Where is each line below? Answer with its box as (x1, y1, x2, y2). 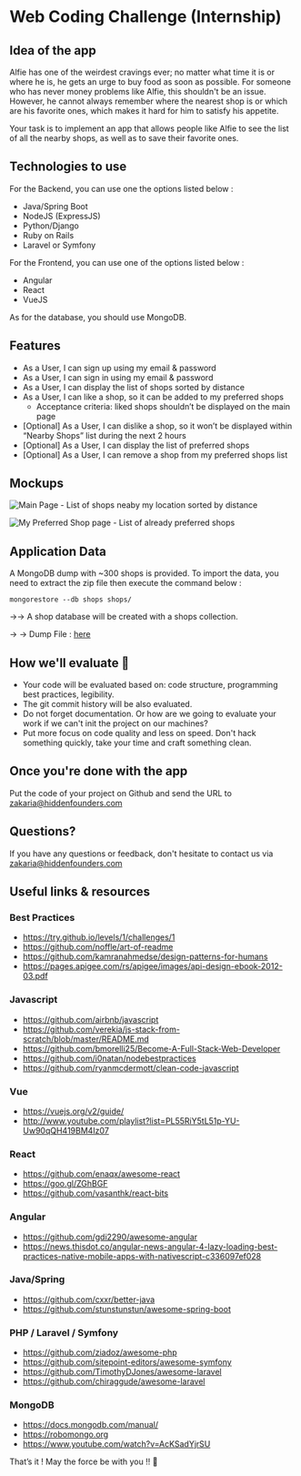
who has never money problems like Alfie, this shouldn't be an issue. (9, 86, 266, 96)
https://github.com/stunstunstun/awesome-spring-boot (22, 1303, 232, 1314)
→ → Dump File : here (9, 629, 91, 640)
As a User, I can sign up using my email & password (22, 362, 216, 373)
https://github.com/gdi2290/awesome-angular (22, 1231, 198, 1242)
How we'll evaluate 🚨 (9, 655, 130, 671)
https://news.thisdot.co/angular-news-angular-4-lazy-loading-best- (22, 1240, 278, 1252)
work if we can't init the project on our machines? (22, 718, 209, 729)
